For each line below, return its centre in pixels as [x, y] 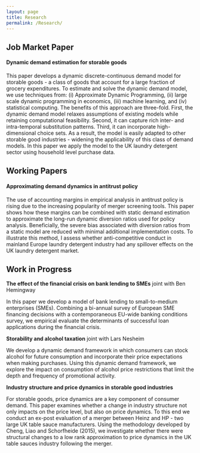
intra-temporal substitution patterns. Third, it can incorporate [81, 126]
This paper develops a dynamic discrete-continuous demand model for [94, 75]
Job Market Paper [40, 47]
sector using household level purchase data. [61, 152]
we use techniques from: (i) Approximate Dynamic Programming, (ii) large [97, 95]
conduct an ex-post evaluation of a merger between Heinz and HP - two [95, 418]
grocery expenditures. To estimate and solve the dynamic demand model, [97, 88]
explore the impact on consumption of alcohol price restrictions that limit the [100, 370]
